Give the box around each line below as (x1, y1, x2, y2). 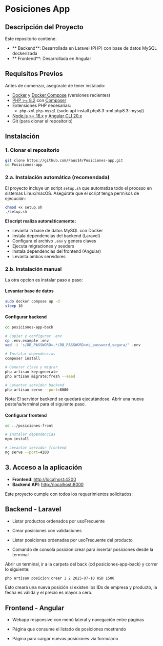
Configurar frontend (5, 412, 47, 418)
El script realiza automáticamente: (5, 218, 77, 224)
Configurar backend (5, 314, 47, 320)
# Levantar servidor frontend (5, 445, 67, 450)
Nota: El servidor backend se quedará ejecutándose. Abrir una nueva (5, 396, 144, 402)
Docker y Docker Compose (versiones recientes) (12, 92, 111, 98)
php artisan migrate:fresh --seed (5, 374, 76, 379)
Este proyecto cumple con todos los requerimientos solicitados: (5, 491, 133, 497)
